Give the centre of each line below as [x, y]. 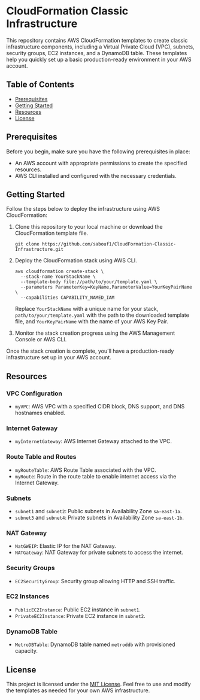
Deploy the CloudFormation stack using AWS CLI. [76, 260]
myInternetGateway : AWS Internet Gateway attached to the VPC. [93, 441]
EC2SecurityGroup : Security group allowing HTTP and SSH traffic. [95, 581]
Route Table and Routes [41, 457]
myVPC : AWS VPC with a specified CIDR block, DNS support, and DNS [100, 407]
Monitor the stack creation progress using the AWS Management [95, 333]
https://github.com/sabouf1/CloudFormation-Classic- [109, 244]
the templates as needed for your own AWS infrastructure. [78, 690]
